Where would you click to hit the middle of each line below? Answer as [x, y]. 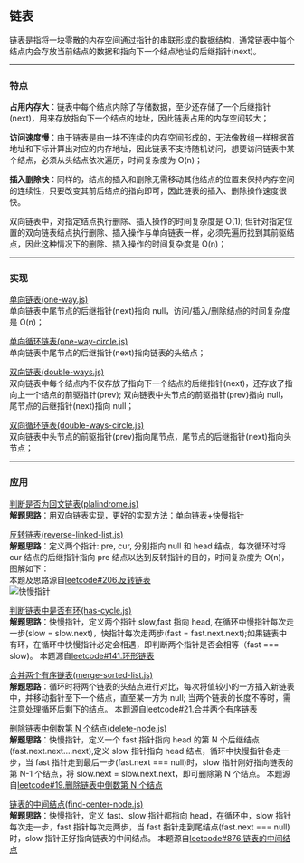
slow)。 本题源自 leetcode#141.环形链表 [82, 655]
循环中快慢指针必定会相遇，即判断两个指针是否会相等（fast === [160, 644]
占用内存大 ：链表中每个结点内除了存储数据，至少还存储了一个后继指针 [140, 107]
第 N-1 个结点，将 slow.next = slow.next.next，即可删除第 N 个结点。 [137, 773]
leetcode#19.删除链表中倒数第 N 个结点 [90, 785]
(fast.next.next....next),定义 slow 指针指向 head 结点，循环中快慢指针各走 [146, 751]
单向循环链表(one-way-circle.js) [69, 342]
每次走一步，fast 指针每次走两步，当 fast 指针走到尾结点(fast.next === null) [150, 827]
